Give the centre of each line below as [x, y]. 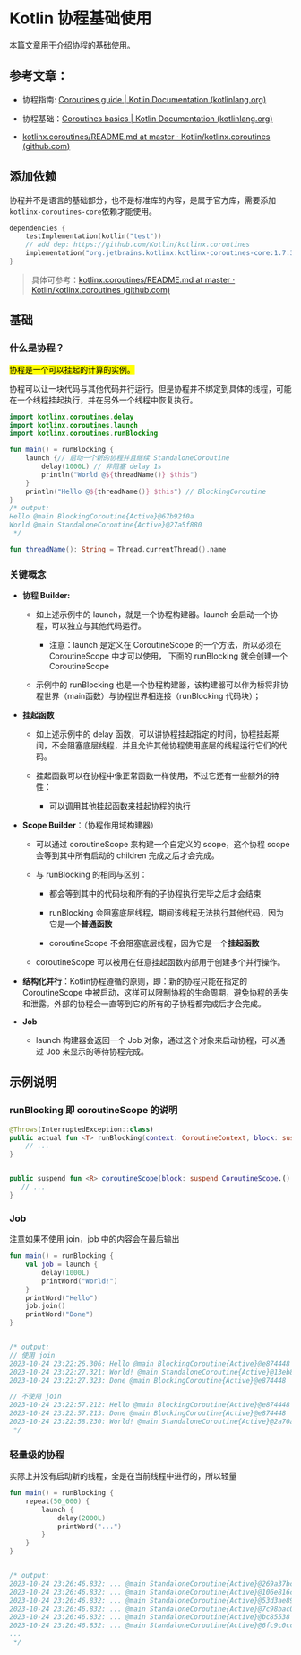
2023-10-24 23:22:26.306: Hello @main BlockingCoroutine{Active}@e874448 [150, 1363]
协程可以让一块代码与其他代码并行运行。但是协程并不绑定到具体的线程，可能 [150, 388]
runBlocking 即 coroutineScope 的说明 [94, 1111]
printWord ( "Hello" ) [62, 1298]
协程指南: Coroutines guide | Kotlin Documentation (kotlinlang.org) [144, 99]
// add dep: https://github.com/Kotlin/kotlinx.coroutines [138, 245]
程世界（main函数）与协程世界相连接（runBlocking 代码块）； [148, 696]
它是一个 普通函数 [81, 924]
